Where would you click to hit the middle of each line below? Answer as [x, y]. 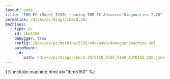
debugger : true [31, 39]
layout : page [19, 10]
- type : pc [21, 29]
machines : [16, 24]
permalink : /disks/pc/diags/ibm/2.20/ [46, 19]
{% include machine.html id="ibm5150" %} [50, 72]
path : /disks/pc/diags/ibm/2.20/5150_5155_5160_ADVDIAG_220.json [94, 57]
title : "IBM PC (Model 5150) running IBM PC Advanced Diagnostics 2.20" [84, 15]
